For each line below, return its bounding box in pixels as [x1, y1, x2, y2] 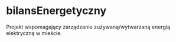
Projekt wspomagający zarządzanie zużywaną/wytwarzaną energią [6, 23, 170, 30]
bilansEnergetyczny [6, 4, 107, 17]
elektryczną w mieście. [6, 29, 62, 36]
